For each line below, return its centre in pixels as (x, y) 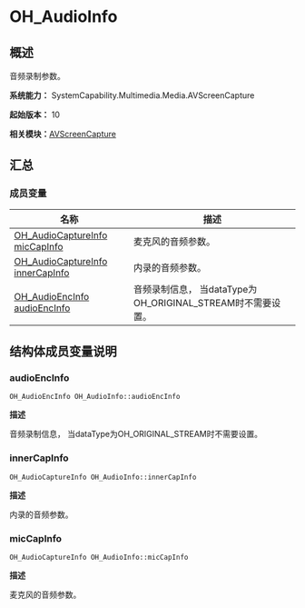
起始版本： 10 (35, 115)
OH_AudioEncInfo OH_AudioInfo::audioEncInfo (95, 397)
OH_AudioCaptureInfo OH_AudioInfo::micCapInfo (99, 557)
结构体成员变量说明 (63, 352)
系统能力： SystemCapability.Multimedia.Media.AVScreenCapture (132, 95)
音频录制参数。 (37, 76)
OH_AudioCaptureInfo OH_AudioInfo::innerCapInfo (103, 477)
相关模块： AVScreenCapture (63, 134)
